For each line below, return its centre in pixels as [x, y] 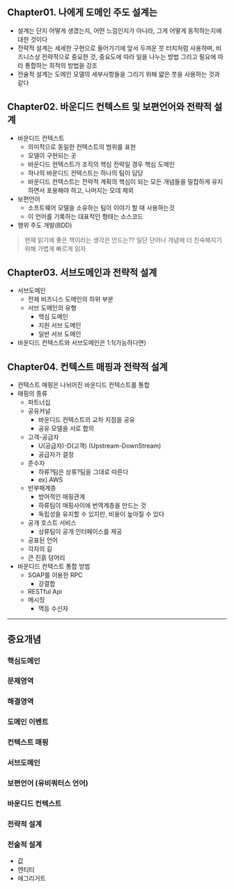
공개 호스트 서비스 [52, 523]
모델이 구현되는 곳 [52, 155]
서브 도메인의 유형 [52, 308]
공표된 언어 [42, 540]
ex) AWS [50, 480]
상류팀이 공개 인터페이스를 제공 [80, 532]
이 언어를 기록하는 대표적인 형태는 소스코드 [86, 216]
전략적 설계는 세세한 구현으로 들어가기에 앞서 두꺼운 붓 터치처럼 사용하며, [116, 48]
